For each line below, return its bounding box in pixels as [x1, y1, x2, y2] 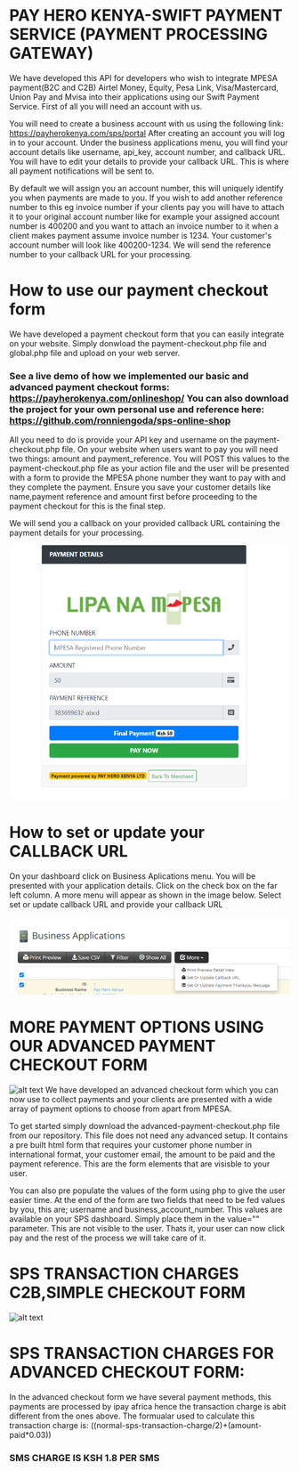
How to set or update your [9, 823, 206, 842]
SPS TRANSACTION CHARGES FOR [9, 1343, 274, 1363]
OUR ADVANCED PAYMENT [9, 1036, 216, 1056]
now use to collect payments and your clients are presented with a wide [9, 1093, 273, 1104]
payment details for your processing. [9, 527, 144, 539]
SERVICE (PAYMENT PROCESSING [9, 24, 269, 45]
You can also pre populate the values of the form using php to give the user [9, 1185, 287, 1196]
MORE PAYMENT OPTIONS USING [9, 1017, 264, 1037]
